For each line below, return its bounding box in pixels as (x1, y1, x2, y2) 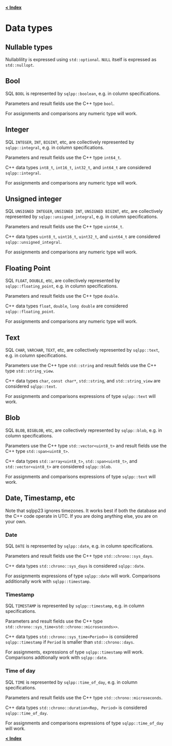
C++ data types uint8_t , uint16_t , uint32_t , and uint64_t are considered (5, 233, 160, 240)
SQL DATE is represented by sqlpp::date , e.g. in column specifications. (5, 542, 154, 549)
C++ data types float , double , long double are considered (5, 303, 128, 309)
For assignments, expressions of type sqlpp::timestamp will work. (5, 649, 144, 655)
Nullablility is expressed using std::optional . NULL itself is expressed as (5, 57, 157, 62)
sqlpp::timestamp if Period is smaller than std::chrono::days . (5, 639, 135, 645)
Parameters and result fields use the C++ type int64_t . (5, 154, 122, 160)
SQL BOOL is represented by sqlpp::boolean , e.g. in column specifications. (5, 90, 161, 97)
